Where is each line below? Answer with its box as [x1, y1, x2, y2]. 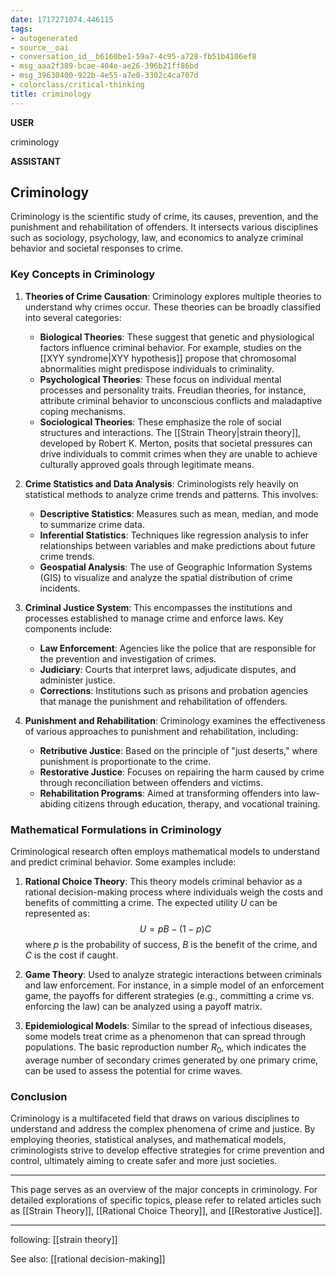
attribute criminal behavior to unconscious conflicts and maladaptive [39, 394, 323, 406]
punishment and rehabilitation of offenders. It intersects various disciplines [10, 221, 319, 233]
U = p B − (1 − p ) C [139, 923, 212, 935]
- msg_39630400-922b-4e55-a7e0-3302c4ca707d [10, 71, 199, 81]
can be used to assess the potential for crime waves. [24, 1064, 243, 1076]
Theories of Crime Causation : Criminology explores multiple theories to [24, 290, 322, 302]
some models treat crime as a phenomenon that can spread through [24, 1031, 307, 1043]
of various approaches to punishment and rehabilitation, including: [24, 725, 299, 737]
